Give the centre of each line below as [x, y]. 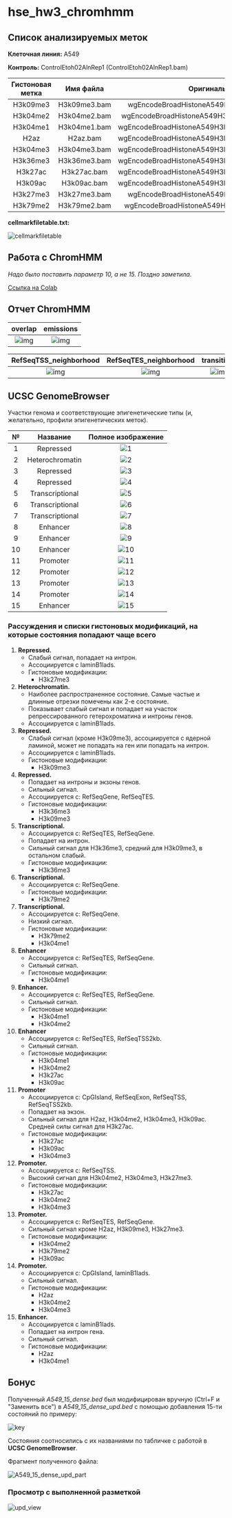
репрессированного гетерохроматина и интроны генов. [110, 716]
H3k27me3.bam [85, 194]
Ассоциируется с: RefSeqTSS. [72, 1170]
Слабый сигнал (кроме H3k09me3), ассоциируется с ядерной [119, 738]
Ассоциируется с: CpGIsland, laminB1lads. [89, 1272]
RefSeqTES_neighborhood [151, 360]
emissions [61, 328]
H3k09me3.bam [85, 104]
